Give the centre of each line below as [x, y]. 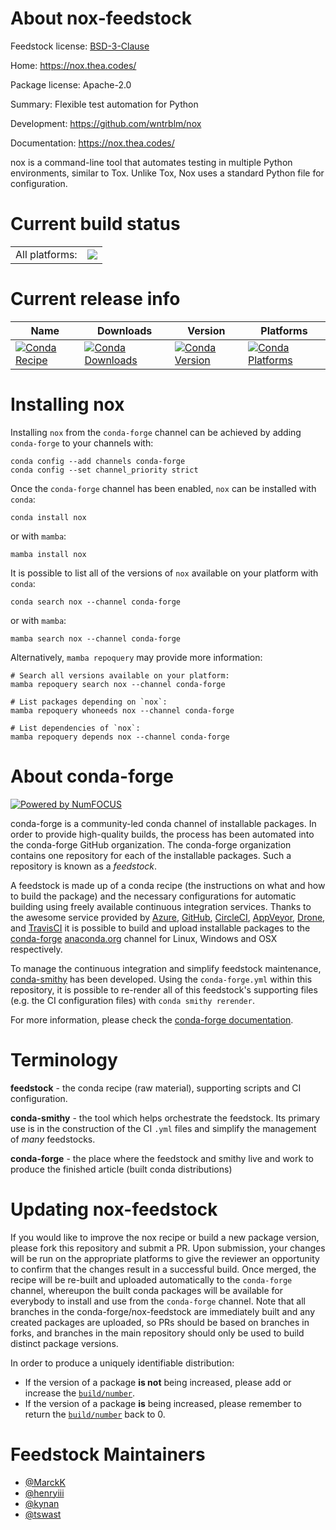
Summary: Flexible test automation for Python [104, 104]
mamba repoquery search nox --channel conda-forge [118, 684]
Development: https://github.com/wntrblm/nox [106, 123]
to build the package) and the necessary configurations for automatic [153, 896]
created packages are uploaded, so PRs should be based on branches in [160, 1322]
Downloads [124, 330]
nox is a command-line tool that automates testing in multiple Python [151, 162]
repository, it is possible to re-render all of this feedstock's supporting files [164, 989]
